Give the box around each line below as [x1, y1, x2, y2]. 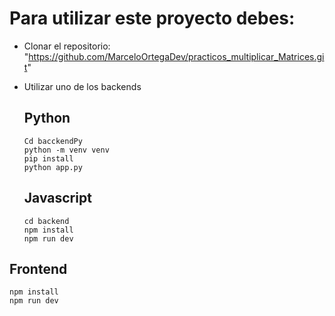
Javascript [23, 190, 92, 207]
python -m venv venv [23, 145, 110, 155]
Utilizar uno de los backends [23, 80, 142, 92]
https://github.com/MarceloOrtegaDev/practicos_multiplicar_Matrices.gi [28, 50, 325, 62]
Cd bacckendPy [23, 136, 83, 146]
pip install [23, 153, 74, 164]
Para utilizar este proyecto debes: [9, 7, 296, 30]
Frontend [9, 260, 68, 277]
